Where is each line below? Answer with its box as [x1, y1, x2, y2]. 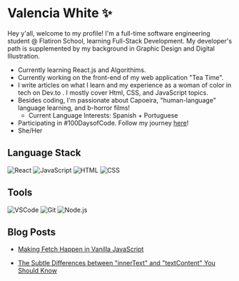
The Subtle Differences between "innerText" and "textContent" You [17, 259, 216, 267]
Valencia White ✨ [7, 5, 113, 21]
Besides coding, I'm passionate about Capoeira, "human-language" [17, 96, 216, 104]
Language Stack [7, 147, 81, 159]
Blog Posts [7, 226, 56, 238]
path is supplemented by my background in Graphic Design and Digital [7, 44, 215, 53]
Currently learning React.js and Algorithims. [17, 66, 146, 74]
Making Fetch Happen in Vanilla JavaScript [17, 245, 144, 254]
